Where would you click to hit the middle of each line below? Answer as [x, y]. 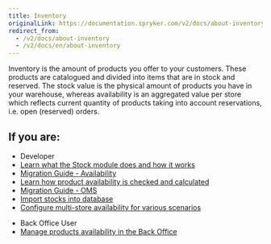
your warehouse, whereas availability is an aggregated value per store [125, 94]
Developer [37, 156]
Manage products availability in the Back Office [98, 231]
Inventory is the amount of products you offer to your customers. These [127, 68]
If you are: [34, 136]
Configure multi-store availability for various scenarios [110, 207]
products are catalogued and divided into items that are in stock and [122, 77]
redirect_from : [34, 31]
